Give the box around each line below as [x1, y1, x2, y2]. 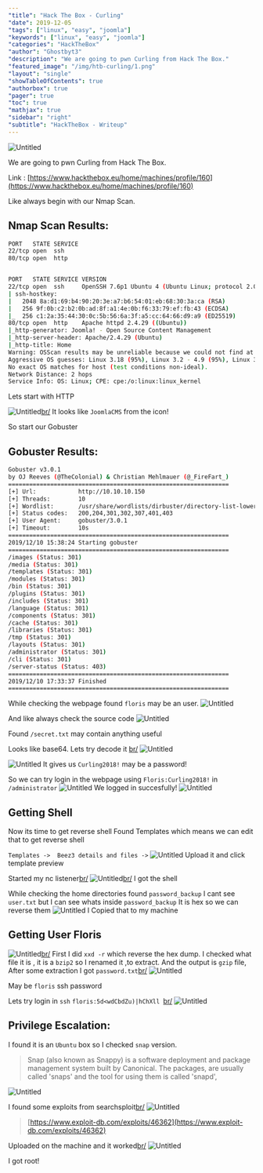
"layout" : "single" [8, 70, 72, 78]
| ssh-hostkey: [8, 290, 58, 298]
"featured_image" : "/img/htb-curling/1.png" [8, 63, 156, 71]
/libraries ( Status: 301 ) [8, 626, 92, 634]
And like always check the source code [8, 714, 135, 723]
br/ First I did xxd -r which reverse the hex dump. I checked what [41, 949, 252, 958]
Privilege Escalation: [8, 1019, 111, 1033]
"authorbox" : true [8, 84, 68, 93]
